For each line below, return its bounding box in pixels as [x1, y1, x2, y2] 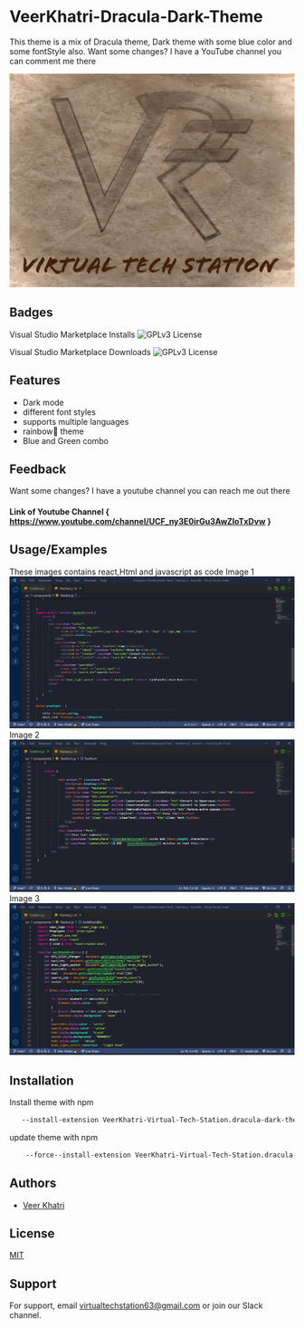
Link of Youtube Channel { [9, 505, 110, 517]
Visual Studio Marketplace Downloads [9, 346, 151, 357]
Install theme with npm [9, 1097, 94, 1108]
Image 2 [9, 729, 41, 740]
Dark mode [22, 397, 65, 408]
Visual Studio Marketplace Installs [9, 329, 136, 340]
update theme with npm [9, 1131, 98, 1142]
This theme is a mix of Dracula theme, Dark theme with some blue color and [9, 36, 292, 47]
